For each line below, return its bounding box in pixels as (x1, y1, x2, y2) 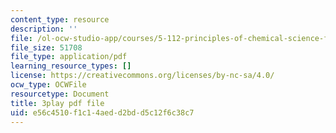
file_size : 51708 (10, 42, 83, 53)
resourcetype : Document (10, 89, 110, 99)
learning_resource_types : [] (10, 61, 132, 71)
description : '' (10, 24, 78, 34)
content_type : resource (10, 14, 110, 25)
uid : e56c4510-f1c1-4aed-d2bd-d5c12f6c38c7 (10, 107, 195, 118)
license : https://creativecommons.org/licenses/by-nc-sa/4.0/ (10, 71, 275, 81)
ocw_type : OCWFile (10, 80, 87, 90)
